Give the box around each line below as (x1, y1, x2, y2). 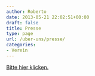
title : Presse (6, 25, 42, 31)
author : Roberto (6, 8, 47, 15)
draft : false (6, 20, 39, 26)
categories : (6, 42, 36, 48)
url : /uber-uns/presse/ (6, 36, 66, 42)
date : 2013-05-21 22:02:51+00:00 (6, 14, 90, 20)
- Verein (6, 47, 28, 53)
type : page (6, 31, 33, 37)
